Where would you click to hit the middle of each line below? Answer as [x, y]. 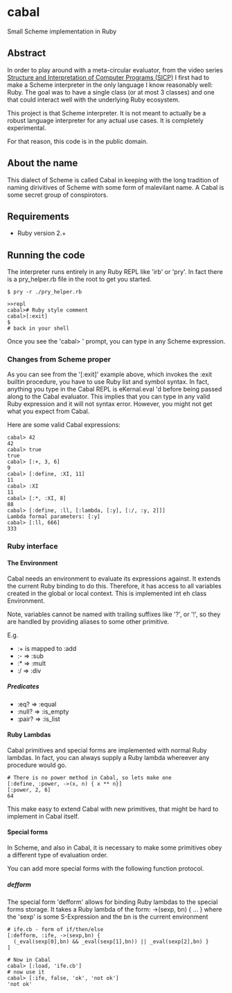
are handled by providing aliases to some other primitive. [88, 621]
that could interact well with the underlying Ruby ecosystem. [93, 99]
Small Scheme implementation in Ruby [62, 31]
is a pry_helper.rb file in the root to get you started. [79, 280]
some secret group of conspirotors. [58, 195]
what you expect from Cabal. [48, 412]
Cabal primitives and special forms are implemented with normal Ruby [107, 750]
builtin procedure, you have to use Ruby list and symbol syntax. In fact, [108, 382]
